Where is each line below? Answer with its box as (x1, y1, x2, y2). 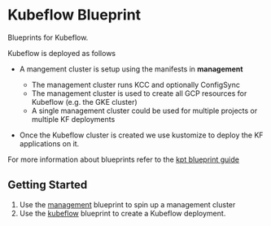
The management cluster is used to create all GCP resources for (31, 88, 247, 98)
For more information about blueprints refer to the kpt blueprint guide (7, 154, 239, 164)
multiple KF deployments (31, 114, 116, 124)
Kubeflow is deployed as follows (7, 48, 116, 58)
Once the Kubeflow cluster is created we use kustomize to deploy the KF (19, 130, 264, 140)
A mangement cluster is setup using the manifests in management (19, 63, 243, 74)
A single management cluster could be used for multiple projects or (31, 106, 258, 115)
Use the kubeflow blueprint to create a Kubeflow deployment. (19, 208, 226, 218)
